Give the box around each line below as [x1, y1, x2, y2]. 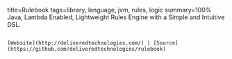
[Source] [153, 40, 179, 47]
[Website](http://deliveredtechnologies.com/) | [7, 40, 151, 47]
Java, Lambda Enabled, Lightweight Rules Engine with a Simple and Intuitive [7, 13, 225, 21]
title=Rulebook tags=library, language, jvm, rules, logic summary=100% [7, 6, 212, 14]
